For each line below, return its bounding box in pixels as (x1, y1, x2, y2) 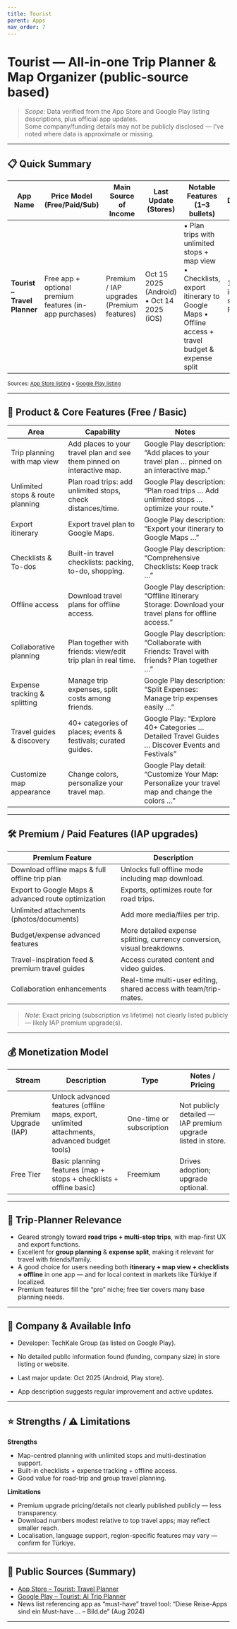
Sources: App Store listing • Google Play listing (7, 380, 121, 387)
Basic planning (51, 1156, 101, 1166)
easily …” (144, 702, 175, 712)
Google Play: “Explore (144, 713, 217, 723)
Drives (179, 1156, 201, 1166)
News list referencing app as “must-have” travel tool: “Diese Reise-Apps (17, 1599, 228, 1608)
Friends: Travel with (144, 646, 209, 656)
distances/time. (68, 503, 120, 513)
